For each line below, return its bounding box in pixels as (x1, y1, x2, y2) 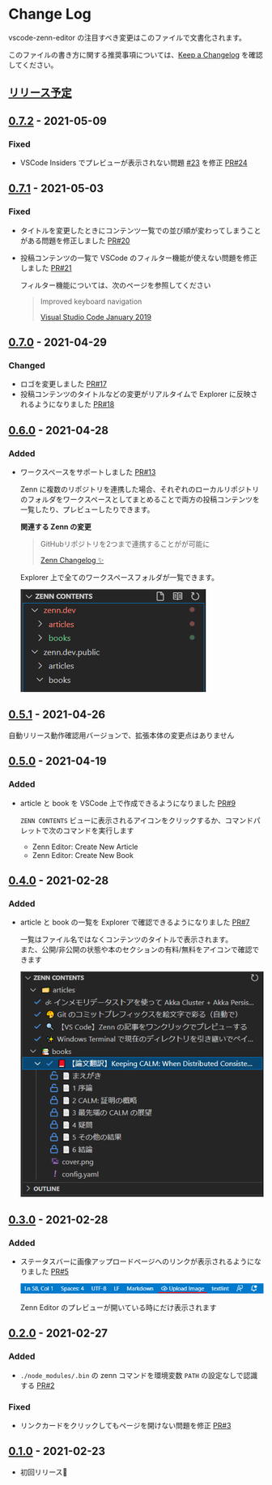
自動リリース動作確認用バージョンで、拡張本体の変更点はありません (8, 730, 235, 740)
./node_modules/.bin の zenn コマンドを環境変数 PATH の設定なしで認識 (19, 1370, 257, 1380)
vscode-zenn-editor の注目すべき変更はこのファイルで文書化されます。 (8, 32, 247, 42)
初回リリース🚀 (19, 1467, 68, 1477)
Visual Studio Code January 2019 (40, 312, 152, 322)
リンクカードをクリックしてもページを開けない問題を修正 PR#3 (19, 1420, 232, 1430)
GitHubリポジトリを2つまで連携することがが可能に (40, 540, 210, 549)
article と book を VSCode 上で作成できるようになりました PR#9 (19, 798, 236, 808)
